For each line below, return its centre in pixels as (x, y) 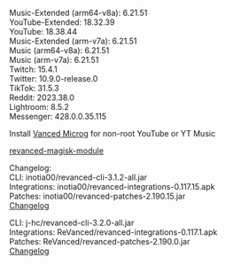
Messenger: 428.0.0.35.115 (58, 116)
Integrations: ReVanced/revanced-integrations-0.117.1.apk (113, 232)
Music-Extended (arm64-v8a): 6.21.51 (78, 13)
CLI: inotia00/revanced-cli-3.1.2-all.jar (78, 177)
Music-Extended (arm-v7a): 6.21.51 (73, 41)
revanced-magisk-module (57, 151)
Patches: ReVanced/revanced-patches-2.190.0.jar (100, 242)
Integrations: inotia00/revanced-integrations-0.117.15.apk (112, 187)
